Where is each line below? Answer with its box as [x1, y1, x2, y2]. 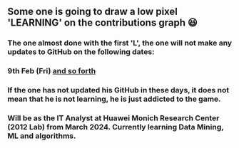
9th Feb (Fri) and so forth [7, 66, 96, 76]
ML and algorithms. [7, 131, 76, 141]
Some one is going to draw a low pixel [7, 6, 178, 18]
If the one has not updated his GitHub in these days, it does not [7, 85, 230, 95]
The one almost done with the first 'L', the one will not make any [7, 38, 233, 48]
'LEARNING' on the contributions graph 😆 [7, 17, 198, 29]
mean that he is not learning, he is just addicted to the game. [7, 94, 221, 104]
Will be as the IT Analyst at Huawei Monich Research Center [7, 113, 220, 123]
